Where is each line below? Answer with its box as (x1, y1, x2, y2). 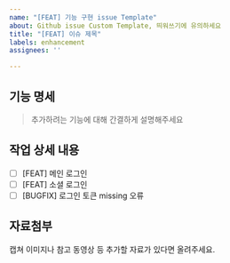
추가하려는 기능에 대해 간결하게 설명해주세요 (30, 114, 184, 124)
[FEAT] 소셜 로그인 (21, 179, 88, 189)
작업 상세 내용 (9, 143, 80, 158)
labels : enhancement (9, 37, 86, 47)
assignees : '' (9, 46, 62, 55)
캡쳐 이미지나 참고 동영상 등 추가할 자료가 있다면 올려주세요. (9, 243, 216, 254)
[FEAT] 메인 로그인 (21, 168, 88, 179)
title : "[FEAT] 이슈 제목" (9, 29, 102, 38)
